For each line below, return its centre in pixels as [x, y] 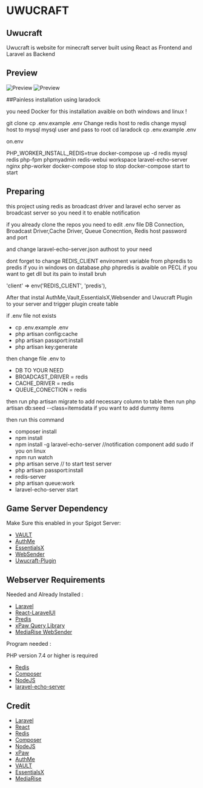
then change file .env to [36, 358]
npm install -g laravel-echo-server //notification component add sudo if [104, 444]
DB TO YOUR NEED [39, 370]
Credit [18, 706]
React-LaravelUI [35, 613]
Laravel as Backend [31, 54]
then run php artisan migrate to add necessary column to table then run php [101, 401]
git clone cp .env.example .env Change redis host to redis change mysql [96, 123]
